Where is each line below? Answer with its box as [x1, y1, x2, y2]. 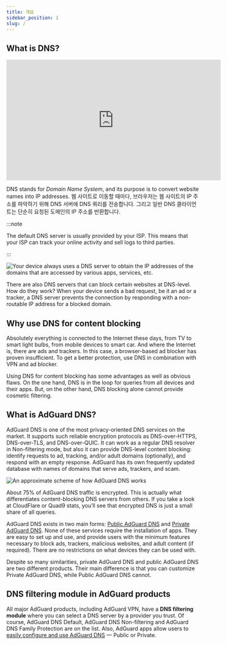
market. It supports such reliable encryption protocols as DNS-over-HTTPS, [6, 432, 198, 440]
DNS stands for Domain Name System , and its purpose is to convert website [6, 185, 199, 193]
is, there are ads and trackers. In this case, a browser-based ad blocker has [6, 348, 197, 354]
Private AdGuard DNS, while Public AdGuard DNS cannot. [6, 571, 152, 578]
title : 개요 [6, 9, 35, 15]
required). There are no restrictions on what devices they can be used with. [6, 546, 196, 554]
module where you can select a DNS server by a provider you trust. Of [6, 611, 185, 619]
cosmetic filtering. [6, 392, 52, 399]
